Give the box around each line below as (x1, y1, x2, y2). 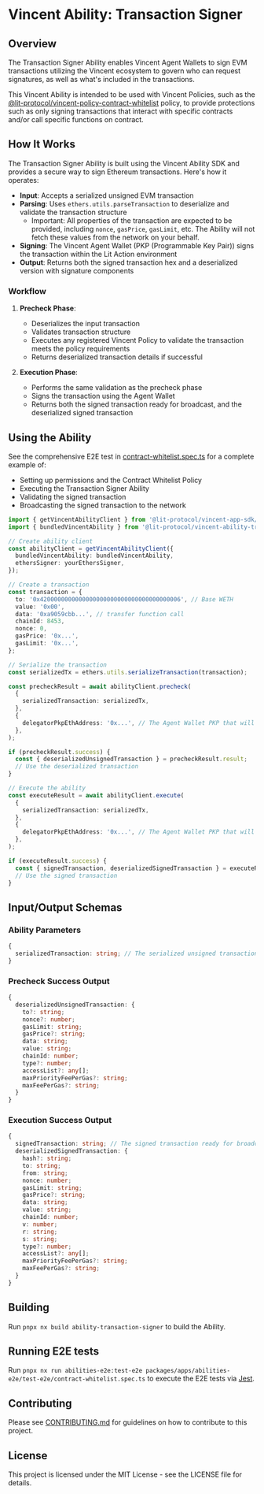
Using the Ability (8, 431, 92, 444)
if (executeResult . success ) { (8, 857, 108, 864)
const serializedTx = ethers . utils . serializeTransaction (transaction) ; (8, 668, 247, 676)
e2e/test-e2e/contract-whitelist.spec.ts (8, 1375, 146, 1384)
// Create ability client (8, 537, 93, 545)
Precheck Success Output (8, 976, 110, 987)
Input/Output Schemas (8, 901, 123, 914)
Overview (8, 37, 57, 50)
